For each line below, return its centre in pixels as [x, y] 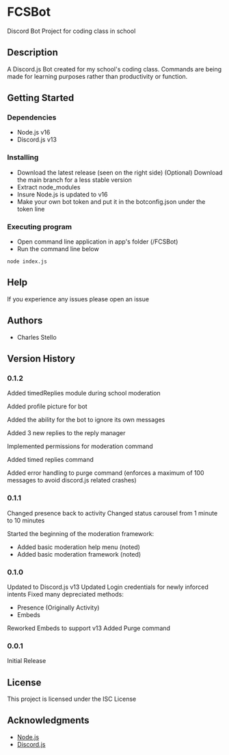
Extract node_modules [49, 187]
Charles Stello [37, 337]
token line [31, 209]
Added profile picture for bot [47, 406]
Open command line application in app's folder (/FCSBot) [97, 242]
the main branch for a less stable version [74, 180]
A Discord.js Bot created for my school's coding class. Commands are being [114, 69]
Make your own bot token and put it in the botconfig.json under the [111, 201]
